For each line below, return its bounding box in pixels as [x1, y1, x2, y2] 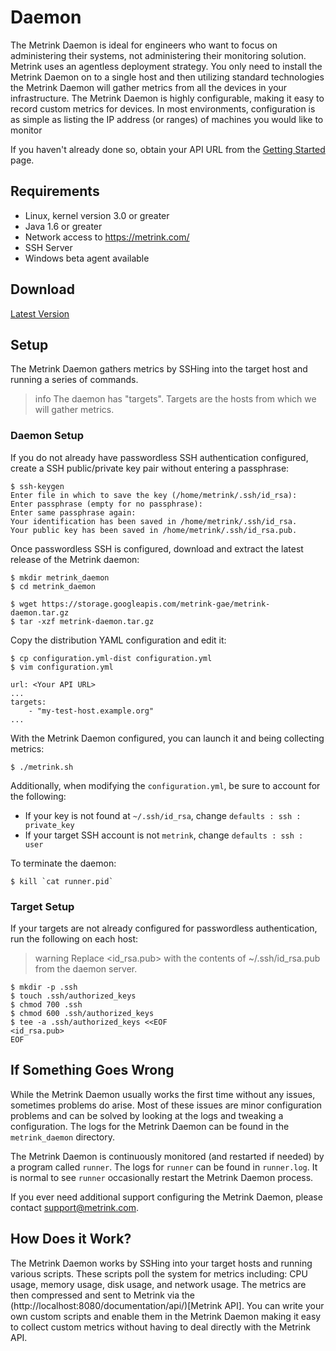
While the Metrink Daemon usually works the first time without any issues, [10, 1088, 316, 1100]
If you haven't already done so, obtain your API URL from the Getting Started [10, 143, 326, 155]
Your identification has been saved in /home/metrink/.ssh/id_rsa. [10, 516, 298, 526]
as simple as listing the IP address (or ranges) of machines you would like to [10, 113, 324, 125]
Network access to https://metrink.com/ [24, 231, 190, 243]
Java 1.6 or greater [24, 220, 103, 232]
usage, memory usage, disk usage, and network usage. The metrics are [10, 1278, 307, 1290]
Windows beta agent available [24, 252, 150, 264]
